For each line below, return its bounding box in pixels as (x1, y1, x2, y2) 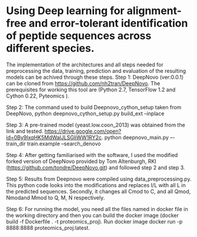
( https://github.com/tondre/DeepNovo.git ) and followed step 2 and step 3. (6, 163, 185, 171)
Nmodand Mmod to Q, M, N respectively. (6, 194, 105, 201)
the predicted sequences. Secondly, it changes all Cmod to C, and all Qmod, (6, 188, 191, 195)
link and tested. (6, 128, 44, 135)
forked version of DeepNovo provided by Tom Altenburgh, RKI (6, 158, 157, 165)
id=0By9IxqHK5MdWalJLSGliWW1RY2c (6, 133, 102, 141)
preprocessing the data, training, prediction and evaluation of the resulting (6, 67, 186, 74)
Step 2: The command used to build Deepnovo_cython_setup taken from (6, 104, 182, 111)
